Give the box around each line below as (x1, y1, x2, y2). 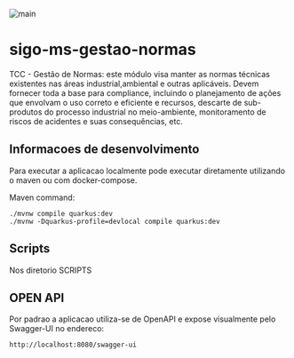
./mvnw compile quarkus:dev (9, 209, 114, 218)
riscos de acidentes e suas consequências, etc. (9, 115, 184, 126)
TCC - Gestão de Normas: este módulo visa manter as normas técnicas (9, 68, 271, 79)
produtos (9, 107, 43, 117)
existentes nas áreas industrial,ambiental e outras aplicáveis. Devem (9, 78, 259, 89)
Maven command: (9, 192, 75, 203)
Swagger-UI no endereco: (9, 323, 105, 334)
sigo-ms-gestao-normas (9, 40, 197, 60)
